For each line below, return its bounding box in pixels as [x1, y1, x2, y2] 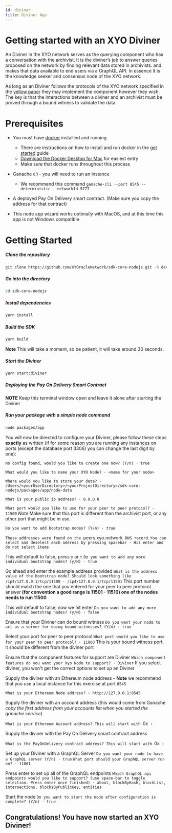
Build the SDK [5, 323, 35, 330]
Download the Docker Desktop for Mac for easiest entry [20, 155, 139, 162]
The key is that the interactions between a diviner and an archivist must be [5, 94, 163, 100]
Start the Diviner [5, 358, 41, 364]
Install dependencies [5, 299, 51, 306]
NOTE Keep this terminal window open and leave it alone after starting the [5, 394, 162, 401]
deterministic [20, 186, 51, 192]
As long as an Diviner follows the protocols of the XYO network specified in [5, 83, 164, 89]
